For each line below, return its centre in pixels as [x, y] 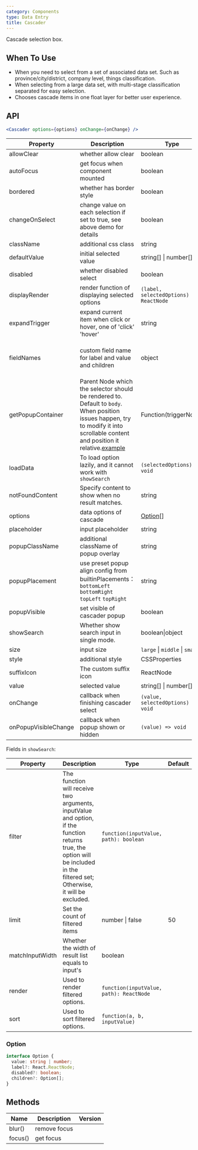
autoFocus [24, 171]
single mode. [98, 640]
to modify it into [101, 425]
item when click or [105, 319]
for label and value [105, 358]
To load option [99, 457]
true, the [74, 847]
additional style [101, 659]
